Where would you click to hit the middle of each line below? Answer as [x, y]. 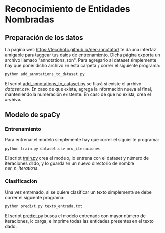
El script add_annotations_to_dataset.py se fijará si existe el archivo [73, 83]
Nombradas [30, 19]
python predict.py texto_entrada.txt [44, 206]
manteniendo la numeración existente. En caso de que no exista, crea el [78, 94]
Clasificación [21, 181]
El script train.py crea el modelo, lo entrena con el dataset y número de [77, 158]
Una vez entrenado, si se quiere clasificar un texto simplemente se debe [78, 192]
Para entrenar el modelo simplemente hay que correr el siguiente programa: [82, 139]
